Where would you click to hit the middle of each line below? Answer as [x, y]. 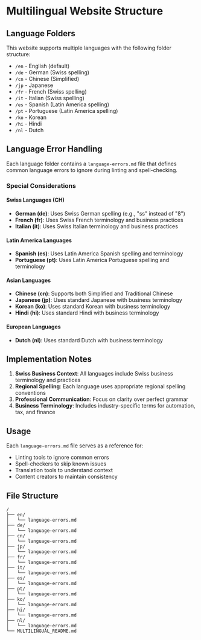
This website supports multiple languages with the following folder [89, 48]
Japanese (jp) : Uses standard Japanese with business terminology [98, 300]
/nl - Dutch [29, 130]
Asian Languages [29, 280]
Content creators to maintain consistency [66, 477]
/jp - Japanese [34, 85]
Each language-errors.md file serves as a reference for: [75, 446]
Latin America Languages [39, 240]
